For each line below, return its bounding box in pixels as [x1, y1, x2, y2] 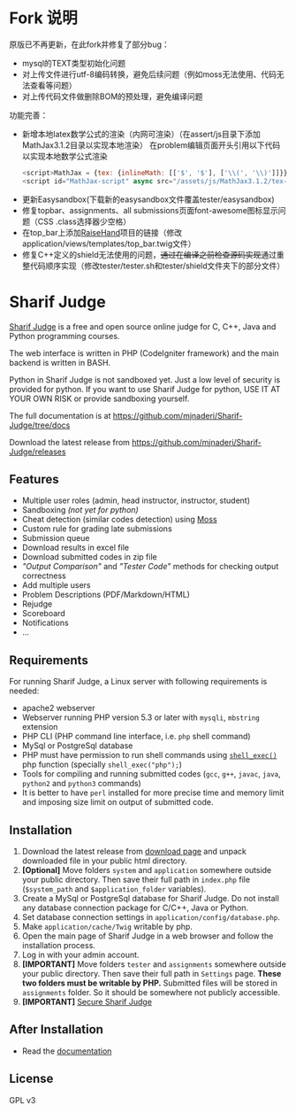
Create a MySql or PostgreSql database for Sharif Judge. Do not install [21, 893, 280, 904]
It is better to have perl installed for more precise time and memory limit [21, 787, 285, 798]
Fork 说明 [9, 8, 78, 28]
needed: [9, 685, 40, 696]
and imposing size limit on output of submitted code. [21, 797, 214, 808]
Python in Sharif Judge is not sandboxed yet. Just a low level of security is [9, 374, 281, 385]
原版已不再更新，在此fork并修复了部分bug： [9, 39, 170, 50]
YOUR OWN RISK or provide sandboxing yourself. [9, 393, 190, 404]
